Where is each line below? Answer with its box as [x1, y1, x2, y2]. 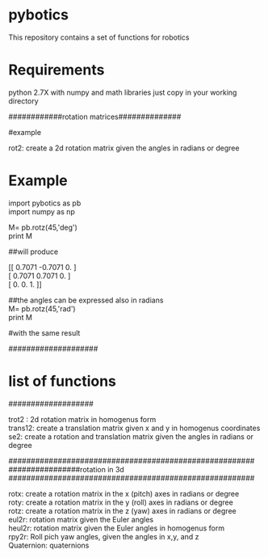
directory [8, 95, 39, 106]
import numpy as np [8, 206, 75, 216]
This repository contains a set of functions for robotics [8, 32, 190, 42]
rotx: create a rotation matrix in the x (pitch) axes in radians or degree [8, 488, 240, 498]
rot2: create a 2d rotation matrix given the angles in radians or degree [8, 143, 240, 153]
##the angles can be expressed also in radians [8, 295, 164, 305]
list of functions [8, 372, 117, 390]
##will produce [8, 247, 59, 256]
